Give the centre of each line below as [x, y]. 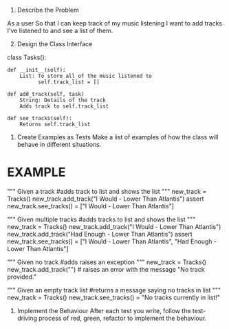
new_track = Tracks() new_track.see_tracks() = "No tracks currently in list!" [113, 297]
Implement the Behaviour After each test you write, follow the [104, 310]
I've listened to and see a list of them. [60, 31]
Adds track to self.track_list [64, 106]
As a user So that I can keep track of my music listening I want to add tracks [115, 23]
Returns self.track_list [55, 124]
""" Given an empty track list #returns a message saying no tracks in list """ [114, 290]
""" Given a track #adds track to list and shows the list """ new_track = [107, 191]
